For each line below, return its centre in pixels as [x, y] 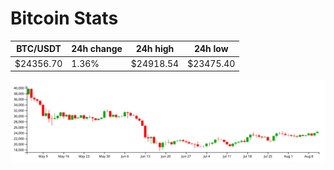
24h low [211, 49]
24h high [155, 49]
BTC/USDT [39, 49]
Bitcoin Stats [64, 18]
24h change [97, 49]
